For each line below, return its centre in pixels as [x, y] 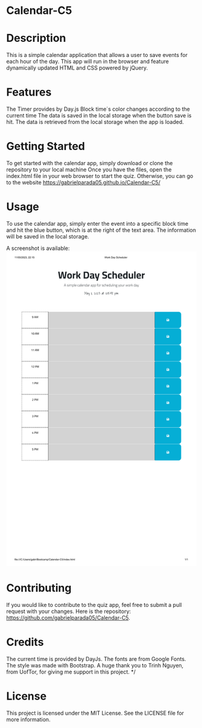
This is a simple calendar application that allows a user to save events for [97, 55]
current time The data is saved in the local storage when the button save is [99, 116]
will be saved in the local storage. [48, 236]
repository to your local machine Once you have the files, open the [89, 169]
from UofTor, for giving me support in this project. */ [71, 672]
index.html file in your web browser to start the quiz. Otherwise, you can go [100, 176]
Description [36, 38]
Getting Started [46, 146]
